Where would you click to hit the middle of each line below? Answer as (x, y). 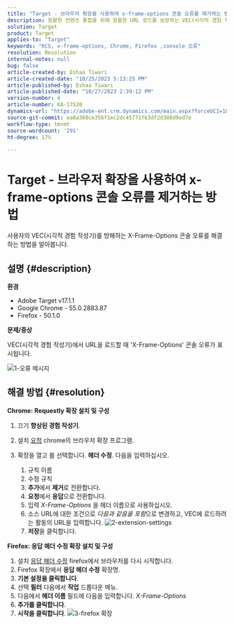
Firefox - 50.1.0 (39, 315)
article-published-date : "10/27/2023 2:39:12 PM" (81, 92)
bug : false (23, 66)
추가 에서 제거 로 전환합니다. (64, 487)
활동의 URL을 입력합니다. (69, 522)
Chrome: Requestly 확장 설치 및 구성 (58, 410)
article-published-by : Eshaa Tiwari (60, 85)
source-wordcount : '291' (43, 131)
